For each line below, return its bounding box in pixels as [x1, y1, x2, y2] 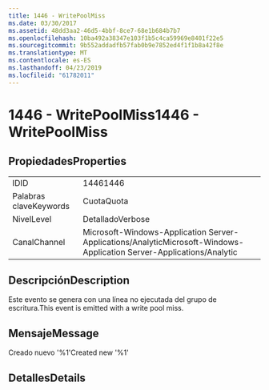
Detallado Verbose [82, 213, 151, 224]
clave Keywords [12, 200, 70, 211]
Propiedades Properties [8, 155, 126, 168]
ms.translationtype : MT [8, 49, 88, 57]
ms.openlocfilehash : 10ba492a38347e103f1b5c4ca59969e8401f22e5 [8, 34, 224, 42]
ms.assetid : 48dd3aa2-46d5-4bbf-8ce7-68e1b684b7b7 [8, 26, 181, 34]
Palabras [12, 190, 46, 201]
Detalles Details [8, 371, 86, 384]
